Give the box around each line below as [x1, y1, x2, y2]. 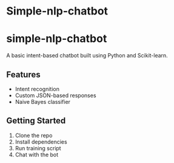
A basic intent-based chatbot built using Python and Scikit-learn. [6, 52, 168, 59]
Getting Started [6, 116, 66, 126]
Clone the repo [15, 132, 53, 139]
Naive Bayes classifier [15, 98, 71, 105]
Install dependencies [15, 138, 68, 145]
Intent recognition [15, 85, 59, 92]
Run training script [15, 144, 62, 152]
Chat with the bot [15, 151, 59, 158]
